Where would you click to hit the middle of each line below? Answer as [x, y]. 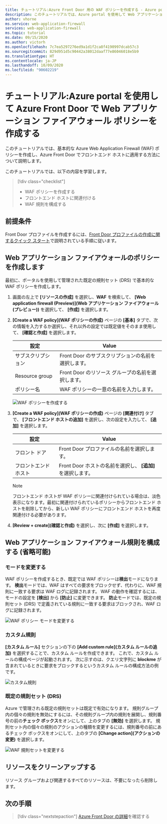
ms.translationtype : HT [30, 56]
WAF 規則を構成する [45, 204]
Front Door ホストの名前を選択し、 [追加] [107, 466]
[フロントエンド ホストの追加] [53, 419]
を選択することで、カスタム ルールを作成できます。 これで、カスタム [83, 653]
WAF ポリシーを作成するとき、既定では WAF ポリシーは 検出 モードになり [80, 579]
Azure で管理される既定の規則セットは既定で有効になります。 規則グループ [82, 708]
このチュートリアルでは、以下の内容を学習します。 [57, 171]
